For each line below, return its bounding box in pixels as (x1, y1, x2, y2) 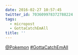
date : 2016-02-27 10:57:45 (5, 7, 62, 12)
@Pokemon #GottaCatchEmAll (5, 44, 68, 50)
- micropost (10, 21, 35, 26)
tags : (5, 16, 17, 21)
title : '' (5, 30, 26, 35)
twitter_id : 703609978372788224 (5, 12, 73, 17)
